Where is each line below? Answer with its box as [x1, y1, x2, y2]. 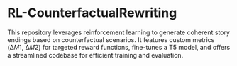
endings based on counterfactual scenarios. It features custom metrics [7, 35, 215, 44]
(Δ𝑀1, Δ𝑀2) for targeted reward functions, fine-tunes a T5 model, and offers [7, 43, 231, 51]
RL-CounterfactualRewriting [7, 5, 177, 21]
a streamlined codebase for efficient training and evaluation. [7, 51, 184, 59]
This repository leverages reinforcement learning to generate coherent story [7, 28, 231, 37]
